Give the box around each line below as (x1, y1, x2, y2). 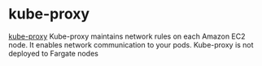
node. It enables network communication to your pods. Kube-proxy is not (8, 39, 254, 49)
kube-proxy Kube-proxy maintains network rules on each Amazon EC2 (8, 31, 246, 41)
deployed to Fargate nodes (8, 48, 99, 58)
